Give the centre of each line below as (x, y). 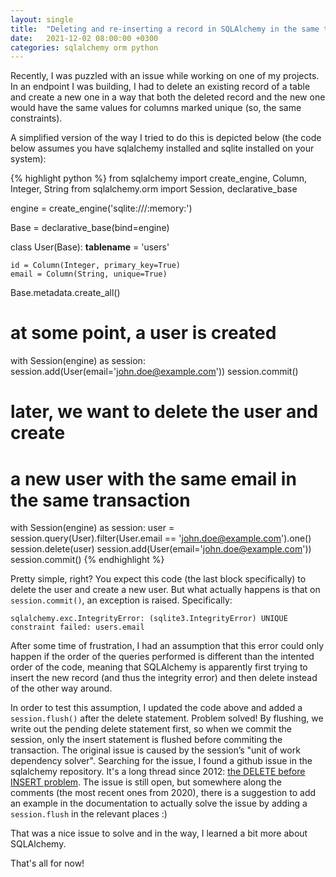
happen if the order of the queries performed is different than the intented (162, 657)
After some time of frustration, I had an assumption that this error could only (167, 646)
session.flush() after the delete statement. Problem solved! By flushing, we (167, 718)
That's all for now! (47, 863)
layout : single (42, 19)
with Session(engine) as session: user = (92, 528)
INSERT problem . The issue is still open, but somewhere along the (146, 782)
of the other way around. (61, 688)
